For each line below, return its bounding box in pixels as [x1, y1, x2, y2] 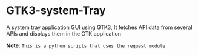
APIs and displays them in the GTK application [6, 30, 122, 37]
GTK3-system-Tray [6, 4, 106, 18]
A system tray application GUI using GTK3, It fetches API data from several [6, 24, 193, 31]
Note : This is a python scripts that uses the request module [6, 42, 165, 49]
